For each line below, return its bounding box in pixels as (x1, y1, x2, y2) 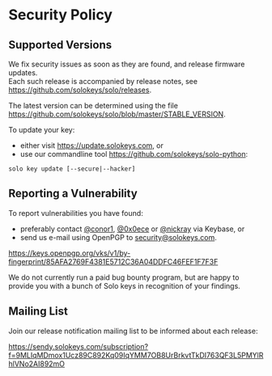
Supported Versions (8, 38, 112, 52)
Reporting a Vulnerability (8, 187, 138, 201)
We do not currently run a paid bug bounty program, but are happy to (8, 272, 240, 282)
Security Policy (8, 6, 113, 24)
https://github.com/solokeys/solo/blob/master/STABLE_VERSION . (8, 109, 226, 119)
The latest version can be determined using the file (8, 101, 178, 110)
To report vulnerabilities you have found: (8, 208, 143, 218)
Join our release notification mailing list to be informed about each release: (8, 326, 258, 336)
